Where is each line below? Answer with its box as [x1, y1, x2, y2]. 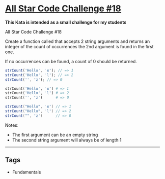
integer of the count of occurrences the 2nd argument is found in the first [5, 43, 154, 49]
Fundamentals [12, 169, 41, 175]
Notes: [5, 122, 19, 128]
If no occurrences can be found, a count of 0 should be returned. [5, 58, 137, 64]
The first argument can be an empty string [12, 132, 98, 138]
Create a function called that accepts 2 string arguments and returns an [5, 38, 150, 44]
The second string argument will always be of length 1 [12, 137, 122, 143]
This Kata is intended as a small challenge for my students [5, 19, 127, 25]
